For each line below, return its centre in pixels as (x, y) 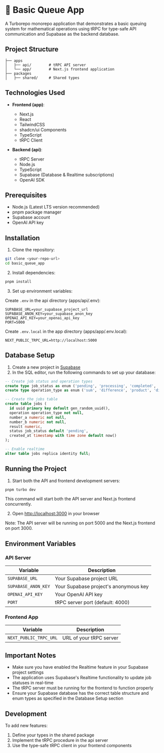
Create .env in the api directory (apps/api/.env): (53, 300)
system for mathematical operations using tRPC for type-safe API (71, 28)
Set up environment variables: (42, 291)
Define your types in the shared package (53, 735)
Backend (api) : (27, 149)
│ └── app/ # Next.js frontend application (60, 69)
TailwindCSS (32, 124)
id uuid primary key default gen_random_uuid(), (60, 408)
